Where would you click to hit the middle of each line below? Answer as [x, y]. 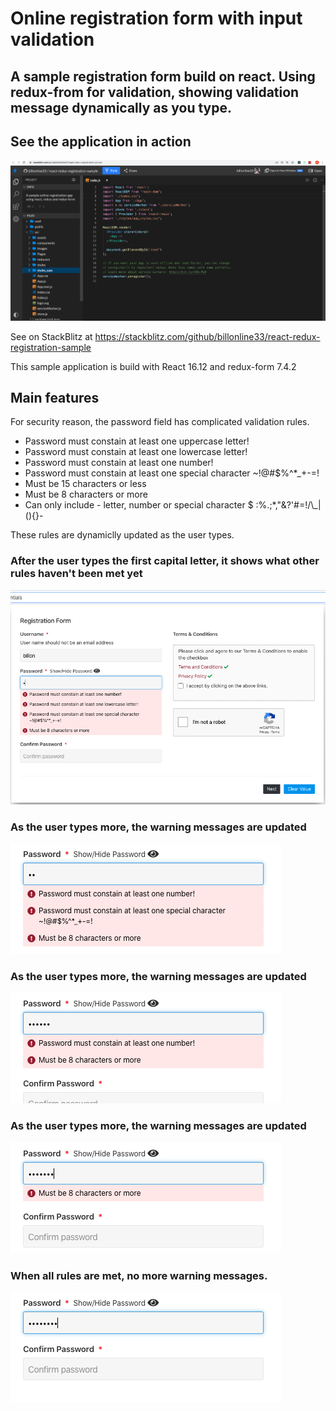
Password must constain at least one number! [119, 463]
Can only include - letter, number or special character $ [139, 505]
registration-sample [51, 347]
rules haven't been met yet [76, 574]
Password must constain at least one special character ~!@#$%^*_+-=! [172, 473]
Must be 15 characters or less [85, 484]
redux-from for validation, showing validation [155, 92]
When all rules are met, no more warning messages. [139, 1275]
